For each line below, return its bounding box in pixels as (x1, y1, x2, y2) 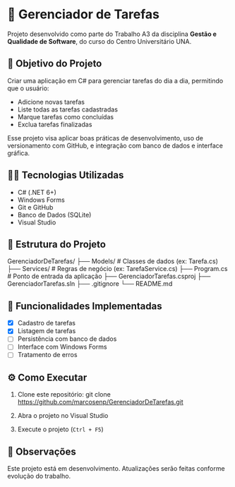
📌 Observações (7, 445, 76, 457)
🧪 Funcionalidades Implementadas (7, 300, 162, 312)
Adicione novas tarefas (17, 97, 85, 106)
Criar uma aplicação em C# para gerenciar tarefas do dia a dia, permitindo (7, 76, 224, 85)
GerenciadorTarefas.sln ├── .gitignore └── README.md (7, 279, 173, 288)
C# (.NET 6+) (17, 188, 56, 196)
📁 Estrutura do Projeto (7, 238, 106, 250)
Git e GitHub (17, 203, 54, 211)
